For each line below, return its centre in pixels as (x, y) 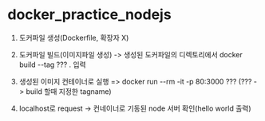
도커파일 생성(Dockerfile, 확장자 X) (74, 37)
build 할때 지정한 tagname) (69, 91)
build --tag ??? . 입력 (52, 64)
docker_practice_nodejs (90, 15)
